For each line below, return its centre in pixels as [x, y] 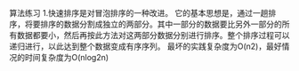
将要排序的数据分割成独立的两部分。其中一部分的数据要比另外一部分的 [153, 24]
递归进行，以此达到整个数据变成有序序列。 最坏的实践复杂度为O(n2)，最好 [145, 46]
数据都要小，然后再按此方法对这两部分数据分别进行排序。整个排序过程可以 [153, 35]
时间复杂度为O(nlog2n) [67, 57]
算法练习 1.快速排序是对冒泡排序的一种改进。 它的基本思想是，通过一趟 [139, 13]
